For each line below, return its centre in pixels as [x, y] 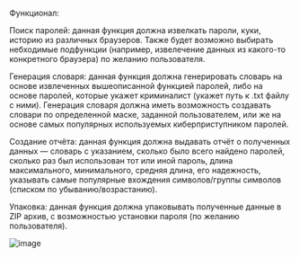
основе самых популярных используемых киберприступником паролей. [149, 124]
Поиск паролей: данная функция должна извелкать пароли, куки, [136, 30]
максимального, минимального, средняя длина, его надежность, [135, 170]
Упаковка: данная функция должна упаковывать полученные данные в [145, 207]
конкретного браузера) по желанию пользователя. [107, 59]
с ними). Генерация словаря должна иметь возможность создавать [141, 105]
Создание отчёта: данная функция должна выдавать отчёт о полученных [150, 142]
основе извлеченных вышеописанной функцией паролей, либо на [136, 86]
